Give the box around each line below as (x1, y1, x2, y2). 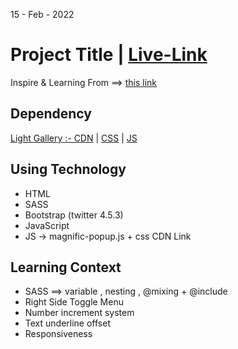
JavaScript (24, 219, 70, 231)
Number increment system (24, 307, 135, 319)
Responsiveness (24, 328, 93, 340)
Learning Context (10, 259, 122, 276)
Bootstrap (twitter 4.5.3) (24, 209, 124, 221)
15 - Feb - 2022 (10, 9, 75, 20)
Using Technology (10, 161, 127, 178)
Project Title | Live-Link (10, 44, 208, 66)
